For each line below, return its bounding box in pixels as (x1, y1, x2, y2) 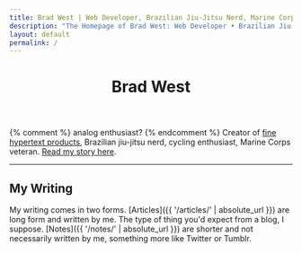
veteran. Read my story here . (9, 146, 117, 157)
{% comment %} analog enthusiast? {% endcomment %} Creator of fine (9, 127, 277, 138)
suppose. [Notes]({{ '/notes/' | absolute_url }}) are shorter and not (9, 223, 253, 234)
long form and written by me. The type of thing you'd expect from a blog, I (9, 214, 285, 225)
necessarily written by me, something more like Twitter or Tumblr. (9, 233, 252, 244)
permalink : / (9, 38, 58, 48)
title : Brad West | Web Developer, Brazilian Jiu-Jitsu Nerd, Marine (9, 13, 276, 22)
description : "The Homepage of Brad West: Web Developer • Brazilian (9, 22, 276, 31)
